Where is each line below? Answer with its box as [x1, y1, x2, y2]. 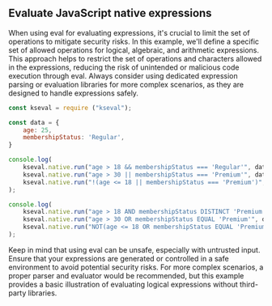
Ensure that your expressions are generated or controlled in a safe [8, 253, 229, 263]
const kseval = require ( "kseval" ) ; [8, 104, 132, 112]
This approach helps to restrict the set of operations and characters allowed [8, 53, 262, 63]
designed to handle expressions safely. [8, 88, 139, 98]
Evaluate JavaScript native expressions [8, 6, 212, 20]
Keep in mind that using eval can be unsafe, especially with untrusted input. [8, 244, 261, 254]
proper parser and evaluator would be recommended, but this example [8, 270, 244, 280]
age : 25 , [23, 125, 53, 134]
